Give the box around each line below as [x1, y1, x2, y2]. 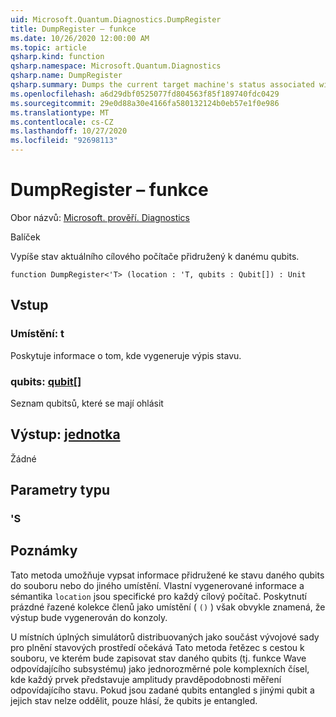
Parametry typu [10, 482, 110, 499]
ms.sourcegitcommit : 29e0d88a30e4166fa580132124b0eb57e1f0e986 [10, 98, 280, 108]
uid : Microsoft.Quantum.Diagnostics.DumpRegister [10, 14, 222, 25]
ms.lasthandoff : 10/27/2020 [10, 126, 128, 136]
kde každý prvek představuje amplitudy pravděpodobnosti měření [10, 673, 282, 685]
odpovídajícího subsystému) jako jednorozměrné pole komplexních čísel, [10, 662, 310, 675]
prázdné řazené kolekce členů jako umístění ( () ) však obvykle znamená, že [10, 601, 326, 613]
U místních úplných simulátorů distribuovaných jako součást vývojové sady [10, 631, 320, 643]
